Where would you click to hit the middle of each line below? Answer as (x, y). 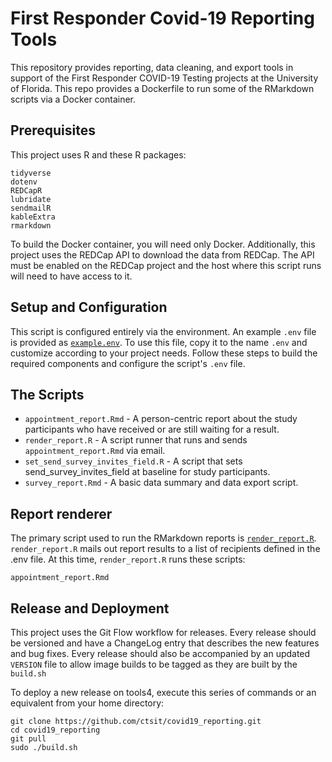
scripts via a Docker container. (73, 99)
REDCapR (26, 190)
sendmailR (31, 208)
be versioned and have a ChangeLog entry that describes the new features (165, 643)
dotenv (24, 182)
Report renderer (61, 513)
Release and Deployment (90, 608)
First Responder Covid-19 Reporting (162, 18)
